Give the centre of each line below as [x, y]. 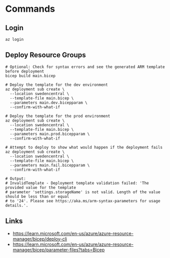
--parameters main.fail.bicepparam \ [50, 165]
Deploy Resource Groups [46, 55]
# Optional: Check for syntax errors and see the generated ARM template [85, 67]
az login [15, 39]
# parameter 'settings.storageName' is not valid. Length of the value [83, 192]
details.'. [17, 205]
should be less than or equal [37, 196]
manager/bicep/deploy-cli [40, 239]
